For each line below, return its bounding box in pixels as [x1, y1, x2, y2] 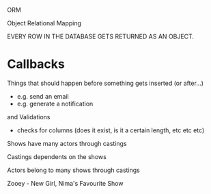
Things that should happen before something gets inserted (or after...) [7, 79, 203, 87]
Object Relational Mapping [7, 19, 82, 27]
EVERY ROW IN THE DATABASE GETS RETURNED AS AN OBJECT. [7, 32, 195, 40]
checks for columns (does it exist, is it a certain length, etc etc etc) [16, 126, 205, 134]
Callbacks [7, 56, 65, 72]
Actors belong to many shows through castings [7, 166, 140, 174]
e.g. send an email [16, 92, 70, 100]
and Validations [7, 112, 51, 121]
